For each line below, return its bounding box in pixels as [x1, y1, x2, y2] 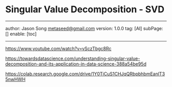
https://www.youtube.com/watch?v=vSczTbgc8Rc [5, 45, 112, 52]
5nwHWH [5, 76, 26, 82]
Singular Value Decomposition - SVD [5, 4, 165, 15]
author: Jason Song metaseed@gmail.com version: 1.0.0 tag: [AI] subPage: [5, 25, 163, 31]
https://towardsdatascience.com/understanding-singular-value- [5, 55, 140, 61]
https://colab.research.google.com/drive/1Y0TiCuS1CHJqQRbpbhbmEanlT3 [5, 71, 165, 77]
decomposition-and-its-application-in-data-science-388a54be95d [5, 60, 147, 67]
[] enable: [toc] [5, 31, 37, 37]
